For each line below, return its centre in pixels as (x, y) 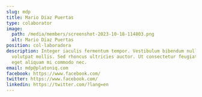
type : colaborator (29, 23)
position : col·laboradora (38, 46)
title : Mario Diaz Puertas (40, 17)
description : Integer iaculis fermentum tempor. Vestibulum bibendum (95, 51)
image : (14, 29)
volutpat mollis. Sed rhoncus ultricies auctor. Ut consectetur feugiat (105, 57)
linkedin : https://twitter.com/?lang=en (58, 85)
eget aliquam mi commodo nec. (49, 62)
